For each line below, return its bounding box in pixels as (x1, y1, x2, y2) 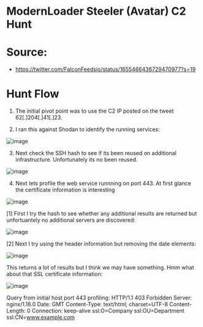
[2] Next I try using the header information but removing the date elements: (6, 240, 196, 247)
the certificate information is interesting (15, 186, 115, 194)
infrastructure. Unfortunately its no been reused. (15, 156, 138, 163)
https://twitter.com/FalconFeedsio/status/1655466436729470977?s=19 (15, 66, 196, 73)
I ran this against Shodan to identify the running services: (15, 126, 160, 133)
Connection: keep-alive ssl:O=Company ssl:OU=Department (31, 307, 185, 315)
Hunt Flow (6, 87, 59, 101)
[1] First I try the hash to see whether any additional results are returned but (6, 210, 197, 217)
